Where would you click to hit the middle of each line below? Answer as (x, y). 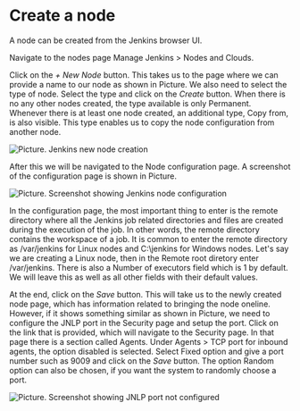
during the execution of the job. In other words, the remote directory (135, 230)
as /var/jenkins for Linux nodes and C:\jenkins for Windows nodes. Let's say (149, 248)
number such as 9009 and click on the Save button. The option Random (142, 361)
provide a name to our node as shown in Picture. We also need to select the (148, 84)
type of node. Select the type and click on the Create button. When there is (147, 94)
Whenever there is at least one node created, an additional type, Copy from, (149, 113)
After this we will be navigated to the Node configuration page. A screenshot (150, 166)
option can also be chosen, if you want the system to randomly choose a (143, 370)
